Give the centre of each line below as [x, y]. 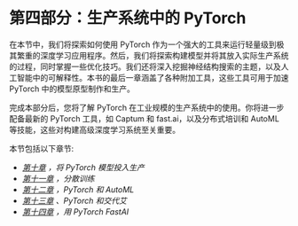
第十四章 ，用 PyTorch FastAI [75, 211]
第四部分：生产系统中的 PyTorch [128, 18]
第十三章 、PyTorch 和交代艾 [74, 200]
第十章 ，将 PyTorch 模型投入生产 [83, 167]
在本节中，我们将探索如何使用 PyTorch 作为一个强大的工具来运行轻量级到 [143, 44]
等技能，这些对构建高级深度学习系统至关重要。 [94, 129]
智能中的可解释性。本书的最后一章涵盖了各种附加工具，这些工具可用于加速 [153, 77]
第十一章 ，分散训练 [58, 178]
